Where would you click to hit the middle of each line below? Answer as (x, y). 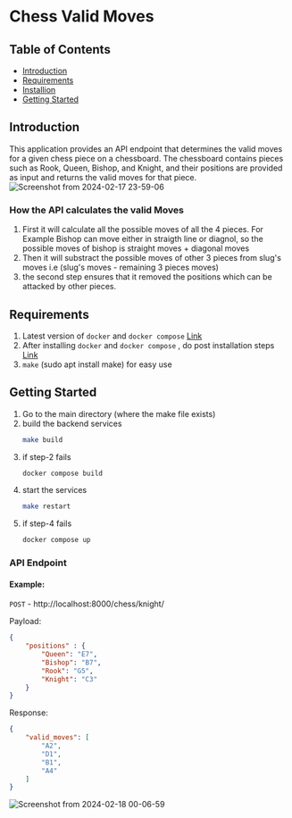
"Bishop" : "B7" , (71, 663)
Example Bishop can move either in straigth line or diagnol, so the (142, 239)
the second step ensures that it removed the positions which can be (147, 277)
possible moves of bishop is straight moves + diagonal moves (136, 248)
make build (42, 439)
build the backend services (72, 423)
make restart (46, 506)
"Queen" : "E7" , (70, 655)
